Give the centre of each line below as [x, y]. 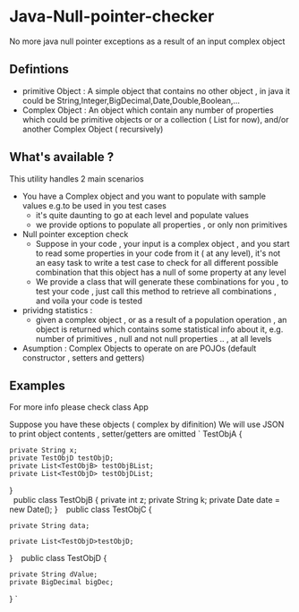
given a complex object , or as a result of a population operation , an [161, 319]
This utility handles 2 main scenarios [77, 178]
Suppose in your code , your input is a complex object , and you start [162, 243]
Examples [37, 385]
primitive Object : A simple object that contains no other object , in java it [156, 90]
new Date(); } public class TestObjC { [81, 510]
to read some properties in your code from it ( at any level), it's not [158, 253]
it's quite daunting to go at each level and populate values [142, 215]
